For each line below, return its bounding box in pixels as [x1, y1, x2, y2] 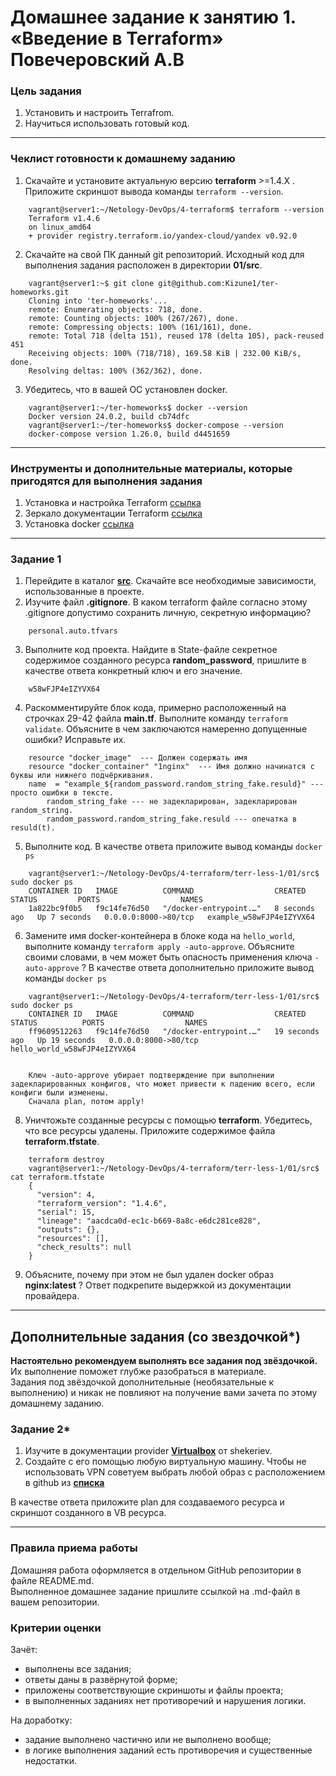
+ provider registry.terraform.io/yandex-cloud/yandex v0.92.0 [28, 231, 298, 241]
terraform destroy [28, 1155, 105, 1165]
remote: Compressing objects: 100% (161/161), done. [28, 322, 253, 332]
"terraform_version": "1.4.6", [36, 1199, 168, 1209]
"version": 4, [36, 1190, 97, 1200]
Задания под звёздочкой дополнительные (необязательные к [10, 1376, 275, 1388]
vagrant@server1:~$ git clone [28, 278, 155, 288]
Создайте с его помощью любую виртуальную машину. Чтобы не [24, 1456, 307, 1468]
